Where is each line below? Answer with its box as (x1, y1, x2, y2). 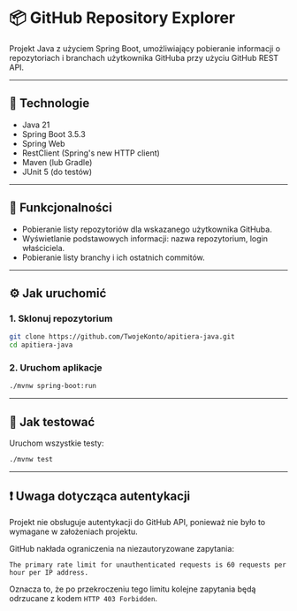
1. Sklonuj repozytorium (9, 312, 113, 325)
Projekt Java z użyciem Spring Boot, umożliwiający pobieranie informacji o (9, 42, 281, 54)
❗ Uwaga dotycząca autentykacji (9, 489, 191, 504)
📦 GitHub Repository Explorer (9, 8, 236, 28)
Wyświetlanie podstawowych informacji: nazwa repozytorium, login (21, 233, 268, 244)
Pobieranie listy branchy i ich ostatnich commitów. (21, 252, 205, 263)
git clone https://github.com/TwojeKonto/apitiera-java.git (9, 332, 236, 341)
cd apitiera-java (9, 340, 73, 350)
